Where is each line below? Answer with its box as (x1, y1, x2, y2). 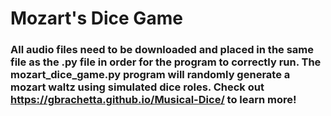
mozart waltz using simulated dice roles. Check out (10, 80, 265, 94)
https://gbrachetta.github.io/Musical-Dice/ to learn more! (10, 93, 297, 107)
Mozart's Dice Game (10, 7, 183, 30)
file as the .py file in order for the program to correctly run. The (10, 55, 322, 69)
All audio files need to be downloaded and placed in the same (10, 43, 315, 57)
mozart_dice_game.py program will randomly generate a (10, 68, 291, 82)
